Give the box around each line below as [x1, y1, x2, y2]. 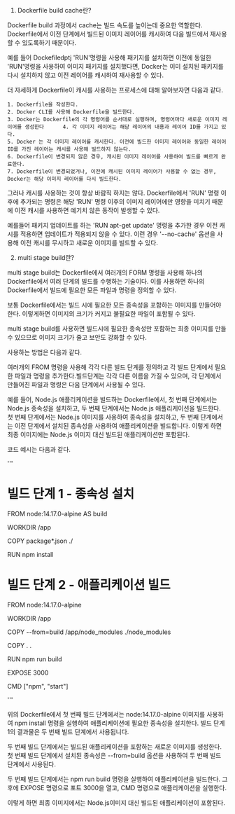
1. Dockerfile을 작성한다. [7, 101, 79, 108]
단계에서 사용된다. [7, 759, 57, 768]
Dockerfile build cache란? [17, 6, 92, 14]
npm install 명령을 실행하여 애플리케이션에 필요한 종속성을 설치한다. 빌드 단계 [14, 719, 225, 727]
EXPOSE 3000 [7, 668, 49, 677]
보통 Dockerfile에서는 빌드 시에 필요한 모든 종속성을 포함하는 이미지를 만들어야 [7, 301, 222, 309]
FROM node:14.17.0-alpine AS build [7, 509, 108, 518]
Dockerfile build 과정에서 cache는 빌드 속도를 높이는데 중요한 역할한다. [7, 21, 203, 29]
